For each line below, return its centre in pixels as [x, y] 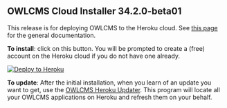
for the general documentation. [52, 35]
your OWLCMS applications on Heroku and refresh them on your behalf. [110, 97]
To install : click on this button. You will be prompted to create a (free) [106, 48]
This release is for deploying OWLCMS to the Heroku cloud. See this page [112, 28]
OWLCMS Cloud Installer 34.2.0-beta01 [94, 11]
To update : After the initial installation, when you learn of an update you [109, 83]
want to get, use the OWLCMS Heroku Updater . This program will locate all [113, 89]
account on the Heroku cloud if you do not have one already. [93, 56]
